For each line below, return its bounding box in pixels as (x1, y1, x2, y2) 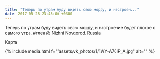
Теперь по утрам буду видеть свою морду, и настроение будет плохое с (5, 24, 156, 30)
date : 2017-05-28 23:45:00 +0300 (5, 12, 73, 16)
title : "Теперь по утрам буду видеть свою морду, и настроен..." (5, 7, 139, 12)
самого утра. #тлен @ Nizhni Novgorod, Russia (5, 30, 101, 35)
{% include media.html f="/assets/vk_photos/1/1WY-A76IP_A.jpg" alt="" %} (5, 48, 155, 54)
